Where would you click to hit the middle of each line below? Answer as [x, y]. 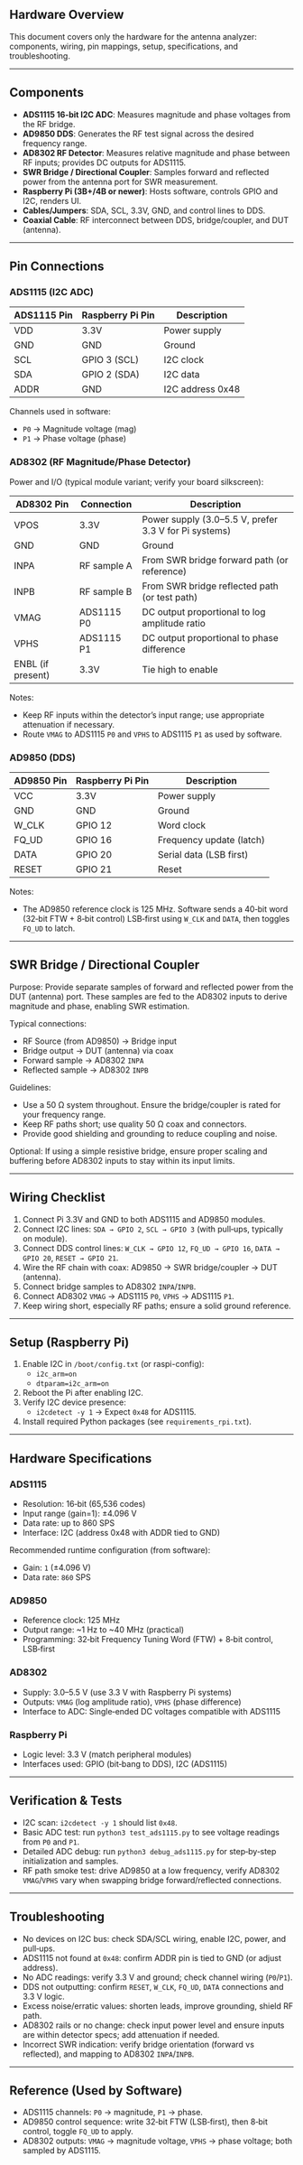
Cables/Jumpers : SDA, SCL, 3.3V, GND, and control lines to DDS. [144, 210]
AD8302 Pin [42, 504]
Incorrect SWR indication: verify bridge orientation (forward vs [138, 2044]
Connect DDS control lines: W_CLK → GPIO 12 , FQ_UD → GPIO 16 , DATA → [151, 1248]
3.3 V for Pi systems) [187, 530]
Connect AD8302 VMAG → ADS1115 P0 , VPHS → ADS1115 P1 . [128, 1296]
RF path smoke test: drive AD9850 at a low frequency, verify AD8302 [151, 1870]
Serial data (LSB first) [203, 854]
